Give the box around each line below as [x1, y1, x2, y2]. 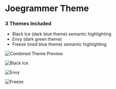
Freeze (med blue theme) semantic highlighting [12, 42, 107, 47]
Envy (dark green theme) [12, 36, 62, 42]
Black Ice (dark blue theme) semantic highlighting [12, 31, 112, 37]
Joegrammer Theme [5, 3, 89, 14]
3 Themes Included [5, 20, 52, 27]
